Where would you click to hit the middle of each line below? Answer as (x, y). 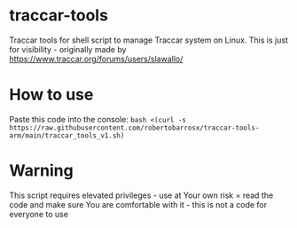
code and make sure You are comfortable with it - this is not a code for (138, 204)
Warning (41, 171)
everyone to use (39, 214)
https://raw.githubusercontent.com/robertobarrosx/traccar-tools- (134, 128)
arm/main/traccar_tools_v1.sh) (67, 135)
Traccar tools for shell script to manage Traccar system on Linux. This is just (148, 40)
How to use (51, 95)
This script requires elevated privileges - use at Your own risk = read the (141, 195)
